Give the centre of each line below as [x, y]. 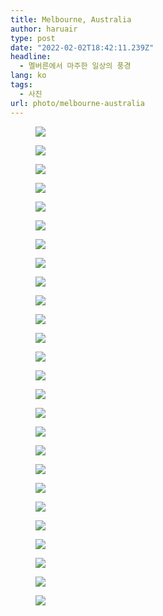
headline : [31, 57]
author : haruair [44, 29]
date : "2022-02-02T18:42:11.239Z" [82, 47]
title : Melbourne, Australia [71, 19]
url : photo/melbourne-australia [77, 103]
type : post [33, 38]
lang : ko [28, 76]
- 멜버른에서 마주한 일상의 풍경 [75, 66]
